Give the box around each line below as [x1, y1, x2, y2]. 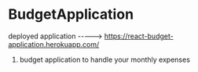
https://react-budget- [104, 31, 174, 41]
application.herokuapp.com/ [8, 39, 100, 49]
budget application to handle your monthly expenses [19, 55, 191, 64]
